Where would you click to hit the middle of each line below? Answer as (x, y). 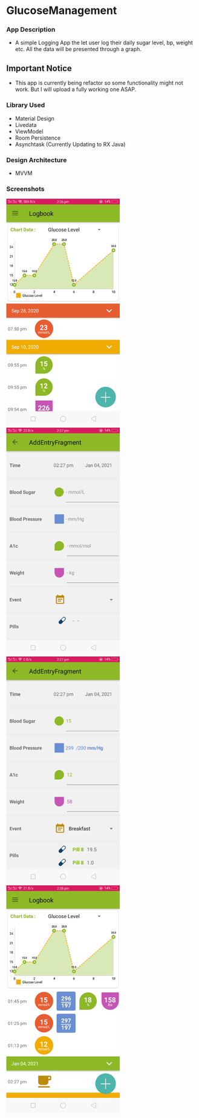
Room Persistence (38, 138)
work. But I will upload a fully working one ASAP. (76, 89)
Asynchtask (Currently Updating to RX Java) (70, 144)
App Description (31, 30)
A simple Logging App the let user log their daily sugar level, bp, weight (104, 43)
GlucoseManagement (62, 11)
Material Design (34, 118)
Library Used (26, 105)
